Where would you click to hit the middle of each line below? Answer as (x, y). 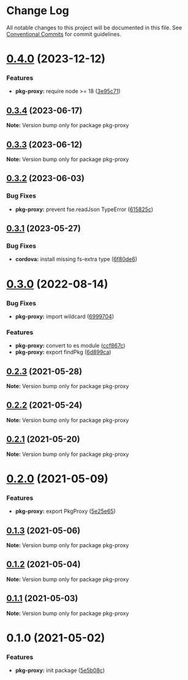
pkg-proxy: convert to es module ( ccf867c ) (70, 346)
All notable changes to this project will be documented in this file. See (94, 28)
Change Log (38, 11)
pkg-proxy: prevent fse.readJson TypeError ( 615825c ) (84, 209)
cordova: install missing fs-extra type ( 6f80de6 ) (76, 259)
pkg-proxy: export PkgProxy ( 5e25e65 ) (66, 511)
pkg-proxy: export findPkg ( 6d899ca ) (63, 352)
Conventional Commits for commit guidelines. (64, 34)
